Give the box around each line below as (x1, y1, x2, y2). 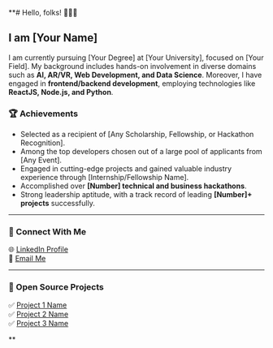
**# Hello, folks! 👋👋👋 (8, 8, 78, 17)
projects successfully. (19, 199, 95, 208)
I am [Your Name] (8, 31, 98, 45)
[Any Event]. (19, 155, 63, 165)
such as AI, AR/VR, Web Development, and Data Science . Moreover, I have (8, 70, 262, 79)
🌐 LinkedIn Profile (8, 244, 69, 255)
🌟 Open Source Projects (8, 281, 104, 293)
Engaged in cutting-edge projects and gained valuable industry (19, 164, 232, 174)
